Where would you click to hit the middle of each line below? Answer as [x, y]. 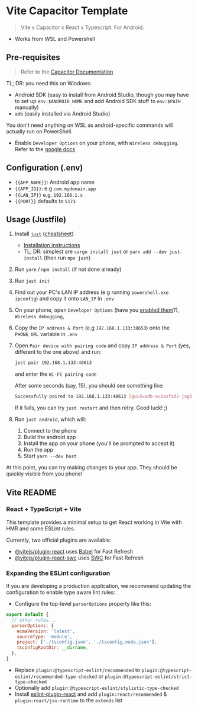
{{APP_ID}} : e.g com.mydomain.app [55, 188]
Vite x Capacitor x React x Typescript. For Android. [82, 27]
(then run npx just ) [67, 258]
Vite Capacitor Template [67, 11]
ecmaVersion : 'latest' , [46, 631]
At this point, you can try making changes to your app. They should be [92, 468]
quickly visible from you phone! [44, 474]
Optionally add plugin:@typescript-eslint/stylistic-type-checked [97, 687]
